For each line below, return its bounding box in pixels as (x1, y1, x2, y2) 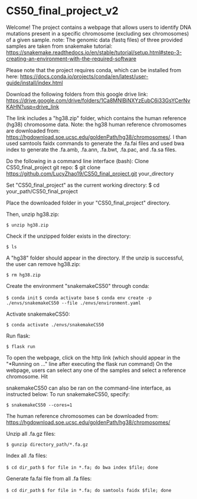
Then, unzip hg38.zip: (6, 210, 60, 218)
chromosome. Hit (6, 372, 48, 380)
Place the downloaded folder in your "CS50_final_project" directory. (6, 199, 171, 206)
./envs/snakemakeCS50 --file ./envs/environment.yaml (6, 300, 142, 306)
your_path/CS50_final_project (6, 187, 78, 195)
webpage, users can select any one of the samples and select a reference (6, 367, 186, 374)
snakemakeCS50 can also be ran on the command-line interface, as (6, 384, 171, 391)
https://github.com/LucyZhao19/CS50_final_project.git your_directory (6, 170, 174, 177)
